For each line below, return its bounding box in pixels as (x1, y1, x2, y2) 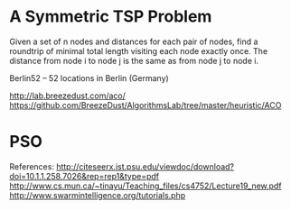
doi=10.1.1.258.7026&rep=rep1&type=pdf (9, 170, 160, 181)
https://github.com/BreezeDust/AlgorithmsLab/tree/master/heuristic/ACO (9, 99, 282, 110)
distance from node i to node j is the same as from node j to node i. (9, 55, 259, 66)
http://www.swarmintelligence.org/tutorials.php (9, 189, 186, 200)
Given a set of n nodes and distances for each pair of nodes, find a (9, 36, 258, 47)
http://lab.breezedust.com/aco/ (9, 90, 127, 101)
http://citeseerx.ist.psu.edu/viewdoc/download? (55, 160, 235, 172)
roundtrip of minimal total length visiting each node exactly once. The (9, 45, 268, 56)
